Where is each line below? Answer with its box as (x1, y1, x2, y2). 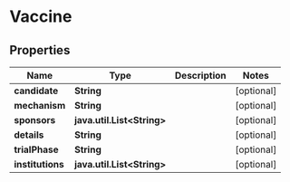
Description (175, 70, 227, 81)
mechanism (14, 100, 66, 111)
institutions (14, 158, 65, 170)
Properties (9, 43, 71, 58)
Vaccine (9, 6, 72, 27)
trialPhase (14, 143, 59, 156)
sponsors (14, 114, 56, 126)
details (14, 129, 44, 141)
